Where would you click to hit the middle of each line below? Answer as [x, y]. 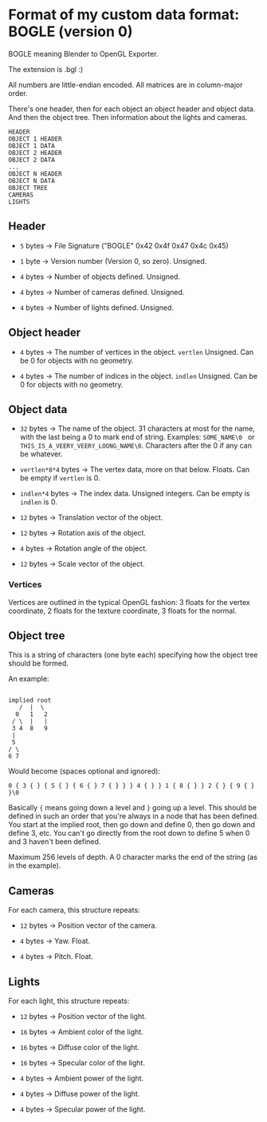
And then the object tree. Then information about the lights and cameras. [128, 117]
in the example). [35, 865]
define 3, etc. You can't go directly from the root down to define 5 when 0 [129, 834]
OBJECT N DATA [32, 181]
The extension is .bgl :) [46, 69]
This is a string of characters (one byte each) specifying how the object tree [133, 655]
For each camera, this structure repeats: [75, 910]
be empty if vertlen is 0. [60, 478]
